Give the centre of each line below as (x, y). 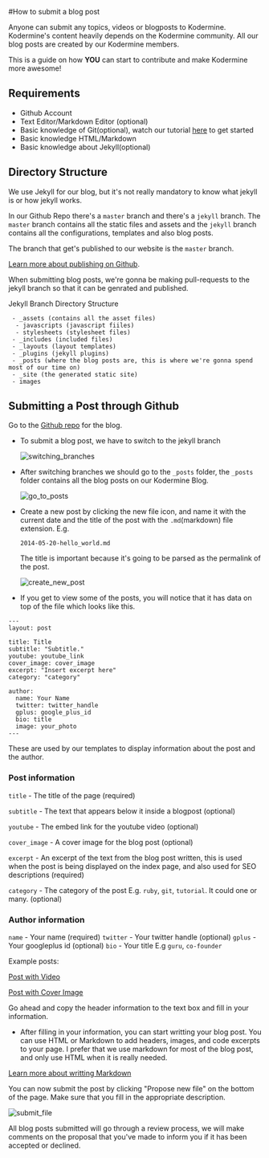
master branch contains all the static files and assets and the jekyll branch (132, 224)
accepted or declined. (45, 1146)
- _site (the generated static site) (75, 374)
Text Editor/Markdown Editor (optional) (84, 121)
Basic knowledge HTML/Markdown (78, 138)
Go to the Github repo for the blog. (65, 426)
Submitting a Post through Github (94, 406)
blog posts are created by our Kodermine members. (94, 44)
